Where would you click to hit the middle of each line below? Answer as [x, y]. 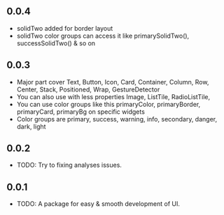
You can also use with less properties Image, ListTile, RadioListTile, [113, 96]
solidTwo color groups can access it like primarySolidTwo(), [103, 36]
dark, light [31, 126]
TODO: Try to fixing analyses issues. [69, 165]
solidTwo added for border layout [65, 28]
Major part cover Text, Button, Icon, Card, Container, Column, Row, [113, 82]
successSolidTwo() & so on [56, 43]
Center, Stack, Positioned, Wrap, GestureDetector [88, 89]
